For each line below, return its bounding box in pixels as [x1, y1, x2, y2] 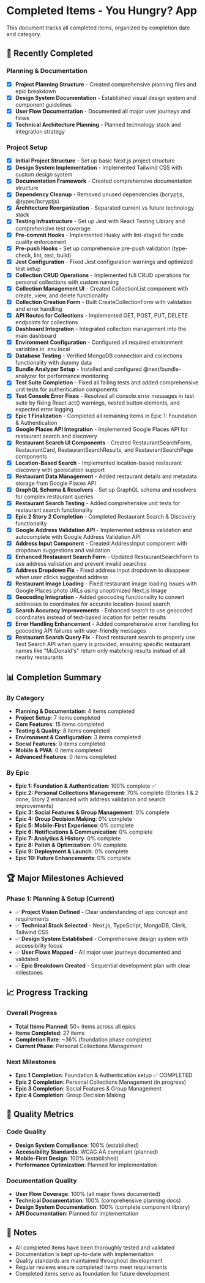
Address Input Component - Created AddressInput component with [15, 539, 188, 547]
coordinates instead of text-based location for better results [15, 614, 166, 621]
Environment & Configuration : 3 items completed [15, 734, 141, 741]
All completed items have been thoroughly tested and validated [15, 1244, 175, 1251]
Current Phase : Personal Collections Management [15, 1042, 143, 1049]
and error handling [15, 305, 62, 313]
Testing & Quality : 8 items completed [15, 727, 110, 734]
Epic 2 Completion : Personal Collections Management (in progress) [15, 1078, 187, 1086]
